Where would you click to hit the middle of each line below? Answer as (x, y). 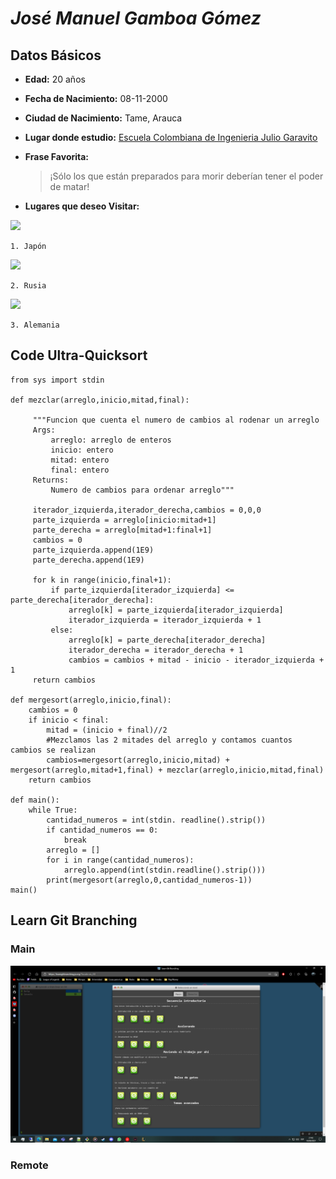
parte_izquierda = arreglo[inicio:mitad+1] (124, 520)
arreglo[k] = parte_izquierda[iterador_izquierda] (176, 610)
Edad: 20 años (55, 79)
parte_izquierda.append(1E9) (93, 550)
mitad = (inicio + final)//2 (107, 730)
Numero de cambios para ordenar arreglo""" (142, 490)
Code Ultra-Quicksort (79, 355)
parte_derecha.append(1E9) (88, 560)
